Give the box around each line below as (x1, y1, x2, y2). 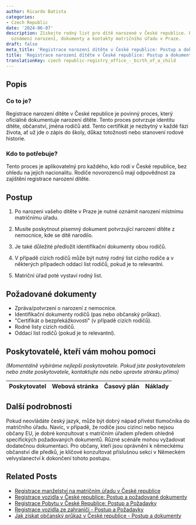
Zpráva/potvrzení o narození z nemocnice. (14, 305, 117, 312)
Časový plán (104, 382, 140, 390)
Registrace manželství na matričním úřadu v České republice (14, 487, 161, 494)
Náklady (145, 382, 169, 390)
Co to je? (6, 97, 32, 105)
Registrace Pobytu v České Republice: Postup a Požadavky (14, 499, 157, 507)
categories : (6, 14, 35, 20)
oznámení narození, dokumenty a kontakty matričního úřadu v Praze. (11, 36, 181, 42)
